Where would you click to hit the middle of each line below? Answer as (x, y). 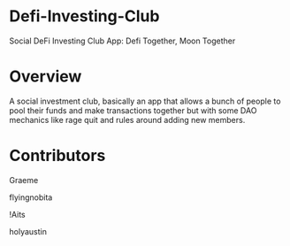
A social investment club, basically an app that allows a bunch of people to (145, 101)
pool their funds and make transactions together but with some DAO (133, 110)
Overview (46, 77)
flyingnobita (31, 197)
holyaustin (28, 231)
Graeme (24, 180)
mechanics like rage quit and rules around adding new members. (127, 119)
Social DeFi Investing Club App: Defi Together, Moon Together (122, 41)
